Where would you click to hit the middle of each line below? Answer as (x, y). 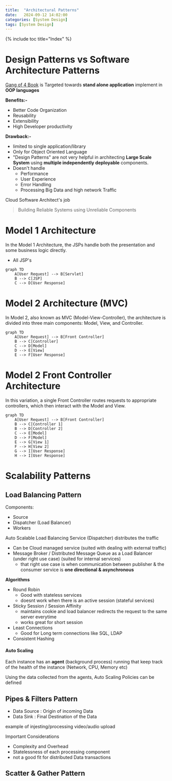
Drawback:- (18, 136)
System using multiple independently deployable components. (81, 163)
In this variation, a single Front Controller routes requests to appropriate (81, 400)
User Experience (38, 179)
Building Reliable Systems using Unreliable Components (77, 210)
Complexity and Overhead (40, 747)
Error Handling (36, 185)
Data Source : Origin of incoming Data (53, 711)
